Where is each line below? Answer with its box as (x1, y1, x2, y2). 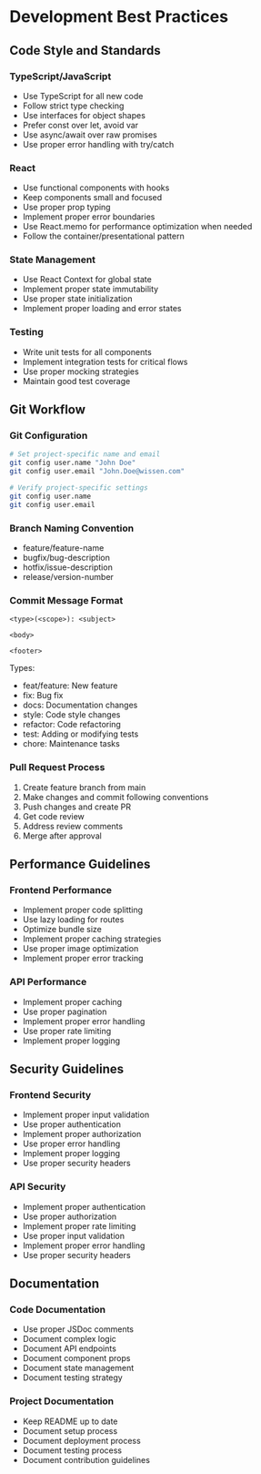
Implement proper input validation (22, 1109, 150, 1121)
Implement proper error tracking (22, 953, 144, 964)
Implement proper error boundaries (22, 211, 156, 222)
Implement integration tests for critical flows (22, 356, 188, 367)
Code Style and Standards (9, 43, 161, 58)
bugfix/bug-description (22, 553, 111, 563)
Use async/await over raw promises (22, 129, 157, 140)
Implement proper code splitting (22, 904, 144, 916)
